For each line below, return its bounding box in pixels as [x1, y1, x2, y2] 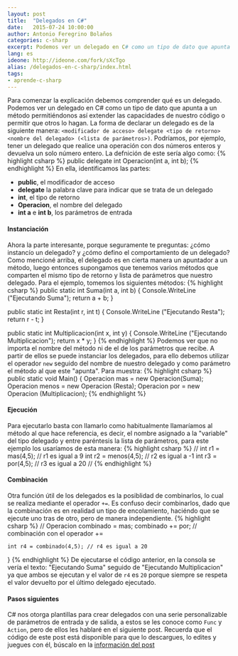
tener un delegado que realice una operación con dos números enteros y [7, 142, 222, 150]
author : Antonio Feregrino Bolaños [7, 30, 113, 38]
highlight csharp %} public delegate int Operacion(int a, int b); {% [7, 157, 199, 165]
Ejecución [7, 405, 38, 414]
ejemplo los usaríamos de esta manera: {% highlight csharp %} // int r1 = [7, 444, 220, 452]
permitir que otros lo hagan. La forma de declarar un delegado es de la [7, 119, 215, 127]
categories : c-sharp [7, 37, 69, 44]
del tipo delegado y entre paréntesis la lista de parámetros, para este [7, 436, 210, 445]
